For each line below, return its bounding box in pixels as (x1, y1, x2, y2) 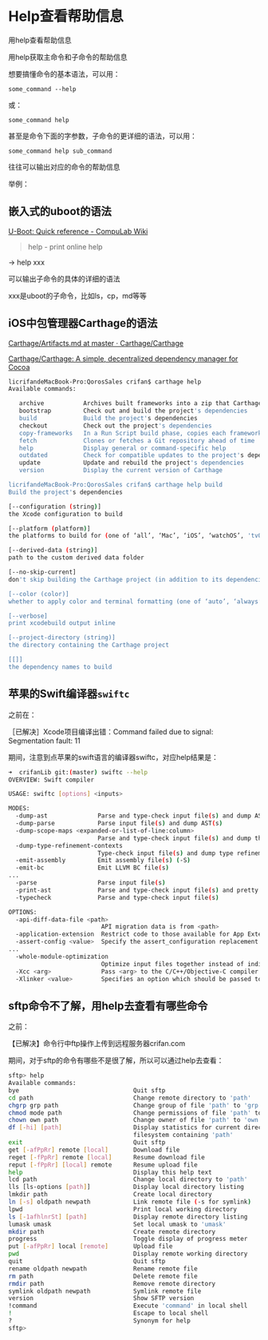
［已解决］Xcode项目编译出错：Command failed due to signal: (8, 726, 214, 736)
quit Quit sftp (8, 1258, 166, 1266)
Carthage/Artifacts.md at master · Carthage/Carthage (8, 338, 184, 348)
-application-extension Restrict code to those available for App (15, 930, 245, 939)
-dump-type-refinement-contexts (15, 841, 124, 849)
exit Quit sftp (8, 1139, 166, 1147)
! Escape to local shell (8, 1310, 209, 1318)
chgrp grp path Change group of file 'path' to (8, 1101, 241, 1109)
